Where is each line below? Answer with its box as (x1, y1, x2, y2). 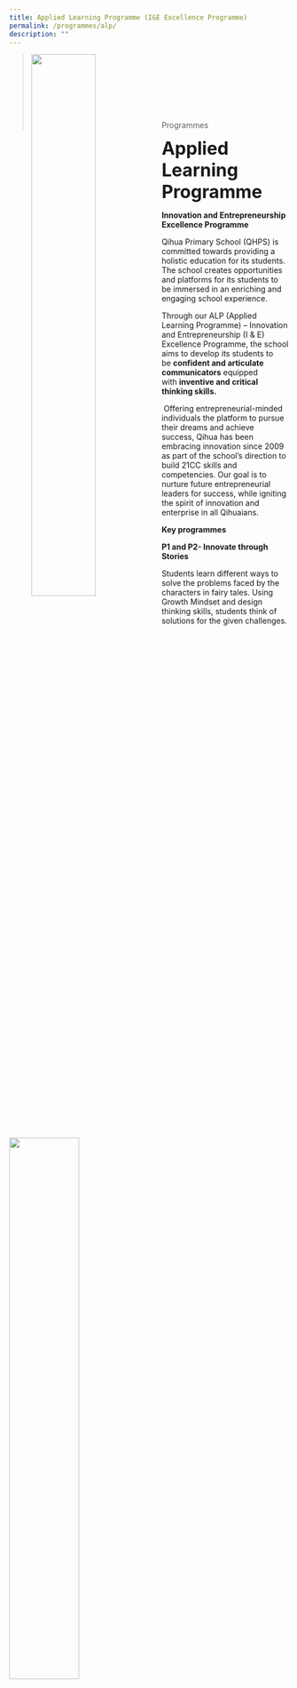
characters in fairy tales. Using (160, 588, 273, 598)
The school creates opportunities (160, 265, 283, 276)
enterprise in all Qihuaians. (160, 508, 259, 518)
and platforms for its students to (160, 275, 279, 285)
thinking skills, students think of (160, 606, 277, 617)
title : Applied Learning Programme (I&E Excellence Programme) (9, 12, 248, 22)
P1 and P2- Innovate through (160, 541, 269, 552)
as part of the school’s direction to (160, 451, 286, 461)
